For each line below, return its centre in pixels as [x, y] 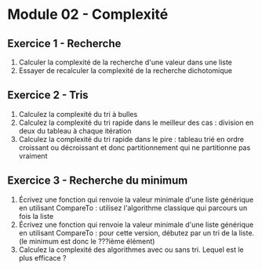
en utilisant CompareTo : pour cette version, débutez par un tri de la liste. [136, 232]
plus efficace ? [42, 257]
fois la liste [36, 216]
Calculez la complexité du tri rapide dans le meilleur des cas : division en [136, 122]
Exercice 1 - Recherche [64, 44]
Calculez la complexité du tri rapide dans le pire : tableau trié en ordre [131, 139]
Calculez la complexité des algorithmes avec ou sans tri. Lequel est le [131, 250]
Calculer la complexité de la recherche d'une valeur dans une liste [126, 62]
